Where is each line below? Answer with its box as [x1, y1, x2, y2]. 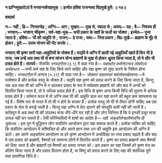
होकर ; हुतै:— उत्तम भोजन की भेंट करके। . [5, 40, 71, 46]
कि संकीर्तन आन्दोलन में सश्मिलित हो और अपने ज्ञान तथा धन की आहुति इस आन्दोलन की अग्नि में [5, 126, 150, 132]
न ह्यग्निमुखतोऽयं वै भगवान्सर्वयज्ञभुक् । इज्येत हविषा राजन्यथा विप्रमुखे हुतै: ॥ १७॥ [5, 5, 127, 10]
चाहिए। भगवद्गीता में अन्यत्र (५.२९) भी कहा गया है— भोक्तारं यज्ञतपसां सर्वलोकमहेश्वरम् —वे [5, 72, 145, 77]
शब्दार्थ [5, 15, 15, 20]
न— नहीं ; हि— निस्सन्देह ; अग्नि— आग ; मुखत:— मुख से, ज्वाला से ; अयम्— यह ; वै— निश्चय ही [5, 24, 156, 30]
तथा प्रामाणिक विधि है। [5, 153, 39, 159]
